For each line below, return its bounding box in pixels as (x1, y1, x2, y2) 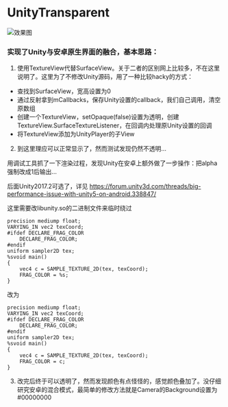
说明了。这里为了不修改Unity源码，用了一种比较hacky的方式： (16, 73, 194, 81)
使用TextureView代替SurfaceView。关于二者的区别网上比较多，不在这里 (16, 64, 220, 73)
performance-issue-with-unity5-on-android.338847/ (7, 190, 156, 198)
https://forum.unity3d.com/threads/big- (89, 182, 201, 190)
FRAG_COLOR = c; (19, 358, 66, 365)
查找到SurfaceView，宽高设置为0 (16, 87, 112, 95)
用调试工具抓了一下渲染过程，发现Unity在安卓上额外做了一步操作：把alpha (7, 159, 218, 167)
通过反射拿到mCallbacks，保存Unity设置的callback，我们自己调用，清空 (16, 96, 221, 104)
